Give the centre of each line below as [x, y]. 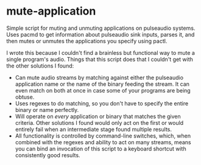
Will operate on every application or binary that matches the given [98, 116]
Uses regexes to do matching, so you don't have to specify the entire [102, 103]
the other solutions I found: [40, 66]
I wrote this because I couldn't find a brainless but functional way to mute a [100, 52]
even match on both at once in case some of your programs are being [103, 90]
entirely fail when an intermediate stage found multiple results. [93, 129]
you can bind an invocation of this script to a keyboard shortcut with [101, 149]
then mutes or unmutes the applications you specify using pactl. [87, 41]
